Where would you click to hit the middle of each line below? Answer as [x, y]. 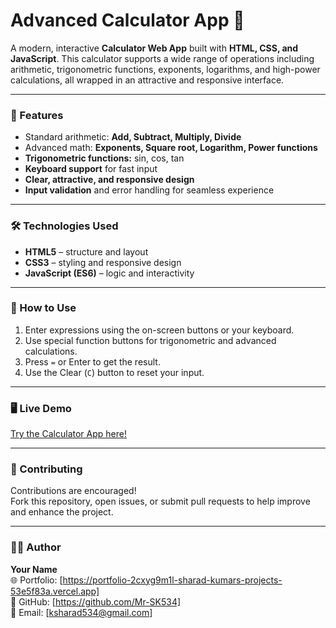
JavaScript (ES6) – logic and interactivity [109, 273]
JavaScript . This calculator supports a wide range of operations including [162, 58]
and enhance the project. [62, 512]
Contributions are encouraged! [73, 491]
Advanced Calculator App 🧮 [127, 20]
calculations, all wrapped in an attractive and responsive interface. [147, 80]
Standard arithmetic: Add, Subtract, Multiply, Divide [133, 137]
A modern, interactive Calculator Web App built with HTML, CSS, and [154, 48]
